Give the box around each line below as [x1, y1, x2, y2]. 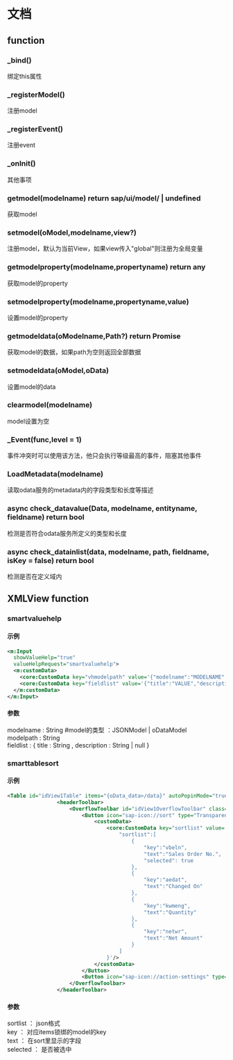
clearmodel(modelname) [7, 400, 92, 410]
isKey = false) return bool [7, 555, 94, 565]
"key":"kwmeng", [143, 902, 191, 909]
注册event [7, 141, 36, 150]
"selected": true [143, 857, 194, 864]
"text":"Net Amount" [143, 935, 203, 942]
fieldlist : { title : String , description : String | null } [7, 741, 150, 749]
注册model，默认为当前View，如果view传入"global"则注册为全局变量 [7, 244, 203, 253]
